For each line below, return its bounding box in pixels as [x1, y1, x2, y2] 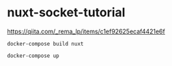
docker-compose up [7, 52, 59, 59]
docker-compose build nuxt [7, 40, 84, 47]
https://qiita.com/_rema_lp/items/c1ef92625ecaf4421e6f [7, 27, 165, 35]
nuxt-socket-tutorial [7, 5, 126, 20]
